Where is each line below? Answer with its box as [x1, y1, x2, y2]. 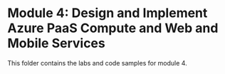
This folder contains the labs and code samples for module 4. [7, 58, 187, 67]
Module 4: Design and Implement [7, 5, 208, 21]
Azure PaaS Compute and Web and [7, 20, 219, 36]
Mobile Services [7, 36, 105, 51]
